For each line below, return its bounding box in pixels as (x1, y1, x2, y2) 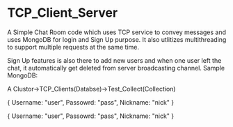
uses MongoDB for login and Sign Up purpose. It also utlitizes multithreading (7, 35, 227, 43)
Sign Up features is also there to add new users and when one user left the (7, 56, 222, 64)
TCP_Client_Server (7, 5, 118, 21)
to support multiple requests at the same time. (7, 43, 139, 51)
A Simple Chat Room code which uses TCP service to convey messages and (7, 28, 227, 36)
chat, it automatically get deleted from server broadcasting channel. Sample (7, 63, 225, 72)
